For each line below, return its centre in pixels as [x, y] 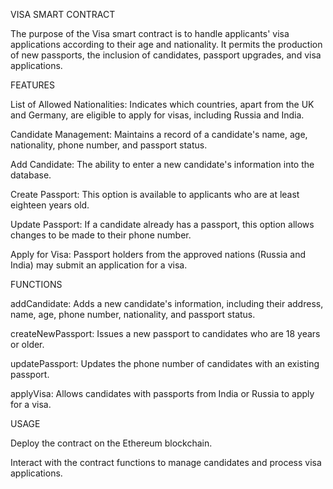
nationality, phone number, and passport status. [109, 145]
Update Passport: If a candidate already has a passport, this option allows [162, 224]
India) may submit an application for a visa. [99, 265]
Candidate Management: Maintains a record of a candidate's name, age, [159, 134]
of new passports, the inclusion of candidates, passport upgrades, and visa [166, 55]
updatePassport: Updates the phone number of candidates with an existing [165, 363]
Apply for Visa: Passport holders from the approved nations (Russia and [158, 254]
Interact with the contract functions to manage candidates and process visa [166, 462]
